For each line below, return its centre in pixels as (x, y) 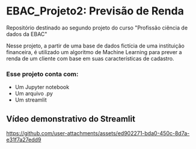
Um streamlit (31, 100)
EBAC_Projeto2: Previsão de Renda (95, 11)
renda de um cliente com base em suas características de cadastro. (90, 58)
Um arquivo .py (34, 94)
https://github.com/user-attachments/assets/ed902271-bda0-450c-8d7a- (98, 133)
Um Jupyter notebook (42, 87)
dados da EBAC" (27, 34)
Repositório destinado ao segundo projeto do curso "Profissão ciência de (97, 28)
